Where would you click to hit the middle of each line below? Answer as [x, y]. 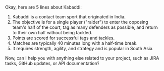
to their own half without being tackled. [52, 33]
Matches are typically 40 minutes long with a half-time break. [75, 43]
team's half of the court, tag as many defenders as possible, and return [85, 27]
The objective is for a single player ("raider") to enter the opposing [80, 22]
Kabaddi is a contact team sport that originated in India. [69, 17]
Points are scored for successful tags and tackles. [63, 38]
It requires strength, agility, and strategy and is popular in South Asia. [83, 48]
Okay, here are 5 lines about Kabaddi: [43, 7]
